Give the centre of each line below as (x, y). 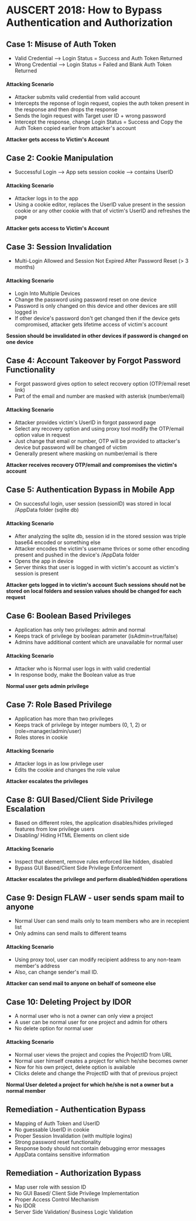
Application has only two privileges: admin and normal (80, 630)
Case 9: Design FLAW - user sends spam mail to (95, 898)
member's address (37, 966)
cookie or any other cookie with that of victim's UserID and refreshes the (102, 211)
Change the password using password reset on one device (85, 300)
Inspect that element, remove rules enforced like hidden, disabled (94, 862)
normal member (26, 1091)
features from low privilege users (54, 829)
